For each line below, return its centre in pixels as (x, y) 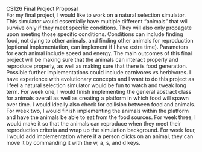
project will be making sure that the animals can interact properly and (92, 60)
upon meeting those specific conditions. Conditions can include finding (95, 34)
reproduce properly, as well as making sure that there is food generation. (97, 66)
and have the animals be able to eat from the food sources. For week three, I (101, 117)
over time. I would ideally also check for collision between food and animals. (101, 104)
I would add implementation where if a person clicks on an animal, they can (100, 136)
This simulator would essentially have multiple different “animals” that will (97, 21)
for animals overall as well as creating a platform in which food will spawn (97, 98)
